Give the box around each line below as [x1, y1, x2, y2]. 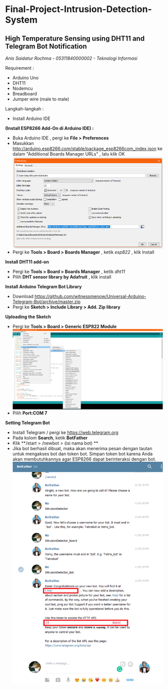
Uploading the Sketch [5, 314, 51, 320]
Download [12, 294, 34, 300]
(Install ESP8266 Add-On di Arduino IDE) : [5, 125, 94, 131]
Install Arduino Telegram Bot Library [5, 284, 82, 290]
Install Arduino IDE [12, 115, 51, 121]
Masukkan [12, 141, 34, 146]
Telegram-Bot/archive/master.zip [12, 299, 81, 305]
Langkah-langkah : [5, 106, 44, 111]
